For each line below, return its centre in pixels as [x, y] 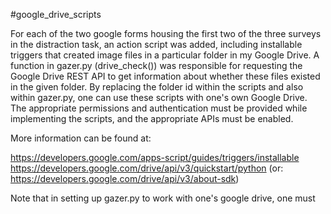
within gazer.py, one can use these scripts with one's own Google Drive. [159, 97]
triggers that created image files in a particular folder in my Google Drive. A [165, 55]
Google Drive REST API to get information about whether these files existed [165, 76]
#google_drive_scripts [56, 14]
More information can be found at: [81, 138]
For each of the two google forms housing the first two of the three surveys [166, 33]
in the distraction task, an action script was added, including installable [156, 44]
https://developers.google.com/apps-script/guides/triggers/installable [155, 157]
